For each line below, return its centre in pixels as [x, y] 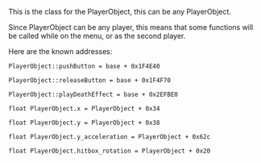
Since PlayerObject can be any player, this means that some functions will [131, 27]
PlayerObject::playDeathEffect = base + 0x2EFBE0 [93, 94]
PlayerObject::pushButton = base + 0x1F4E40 [84, 66]
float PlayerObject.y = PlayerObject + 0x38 [84, 123]
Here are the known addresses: [60, 51]
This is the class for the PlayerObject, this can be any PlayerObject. [120, 12]
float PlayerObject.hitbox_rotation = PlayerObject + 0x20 [110, 151]
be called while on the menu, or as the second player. [97, 36]
